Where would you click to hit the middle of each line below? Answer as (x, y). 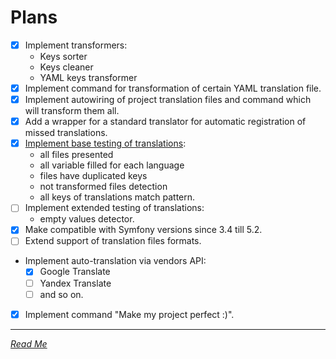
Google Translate (75, 272)
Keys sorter (63, 56)
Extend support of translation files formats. (113, 241)
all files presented (76, 155)
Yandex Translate (75, 283)
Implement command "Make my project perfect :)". (129, 314)
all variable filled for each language (112, 165)
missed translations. (66, 133)
